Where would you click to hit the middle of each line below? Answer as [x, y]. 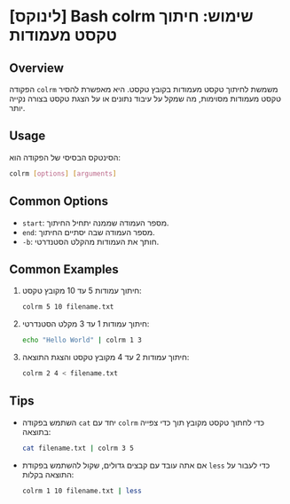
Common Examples [64, 269]
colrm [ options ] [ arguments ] [63, 173]
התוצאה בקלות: [48, 474]
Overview [37, 68]
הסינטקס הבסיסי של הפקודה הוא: [65, 157]
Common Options [59, 201]
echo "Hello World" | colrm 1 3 [82, 340]
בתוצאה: [36, 431]
